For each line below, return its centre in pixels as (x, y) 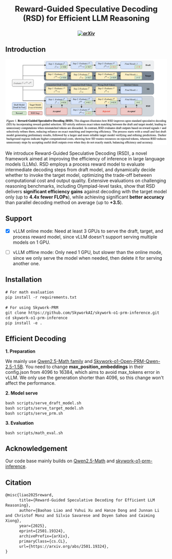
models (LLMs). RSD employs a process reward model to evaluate (75, 164)
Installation (24, 279)
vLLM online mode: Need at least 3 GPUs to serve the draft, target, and (88, 231)
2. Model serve (22, 393)
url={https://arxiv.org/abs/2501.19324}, (64, 547)
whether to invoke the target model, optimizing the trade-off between (79, 175)
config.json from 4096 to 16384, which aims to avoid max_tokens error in (83, 372)
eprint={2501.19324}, (42, 531)
